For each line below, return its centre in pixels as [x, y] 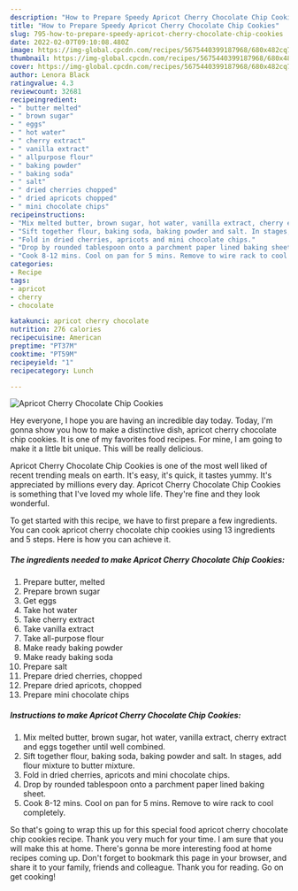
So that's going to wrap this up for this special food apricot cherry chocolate [149, 830]
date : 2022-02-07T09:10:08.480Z [69, 42]
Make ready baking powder [73, 648]
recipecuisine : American [56, 338]
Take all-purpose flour [63, 639]
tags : [20, 280]
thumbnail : [30, 58]
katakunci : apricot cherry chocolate [80, 321]
